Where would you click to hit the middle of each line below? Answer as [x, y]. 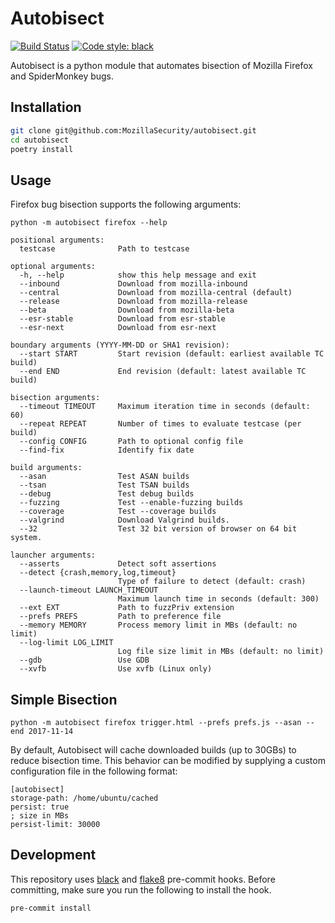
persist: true [40, 807]
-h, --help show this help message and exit [138, 275]
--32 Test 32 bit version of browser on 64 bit [158, 529]
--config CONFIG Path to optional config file [131, 442]
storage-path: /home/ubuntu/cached [84, 798]
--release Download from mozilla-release [133, 302]
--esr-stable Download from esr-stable [122, 319]
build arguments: [46, 468]
